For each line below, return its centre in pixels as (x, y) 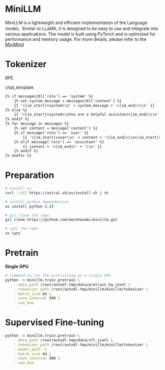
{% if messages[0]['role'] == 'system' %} (49, 96)
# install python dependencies (37, 202)
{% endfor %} (18, 156)
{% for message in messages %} (37, 124)
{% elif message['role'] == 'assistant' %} (59, 142)
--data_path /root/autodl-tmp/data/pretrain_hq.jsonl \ (72, 285)
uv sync (13, 233)
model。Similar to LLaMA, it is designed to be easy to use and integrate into (82, 28)
